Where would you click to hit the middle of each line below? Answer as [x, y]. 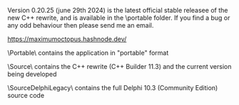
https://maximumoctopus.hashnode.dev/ [67, 39]
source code [26, 95]
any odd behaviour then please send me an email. [81, 25]
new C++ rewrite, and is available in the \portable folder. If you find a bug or [119, 18]
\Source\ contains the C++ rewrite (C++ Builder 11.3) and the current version [119, 66]
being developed [32, 74]
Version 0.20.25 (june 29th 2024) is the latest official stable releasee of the [118, 10]
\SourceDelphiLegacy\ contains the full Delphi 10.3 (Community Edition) [113, 88]
